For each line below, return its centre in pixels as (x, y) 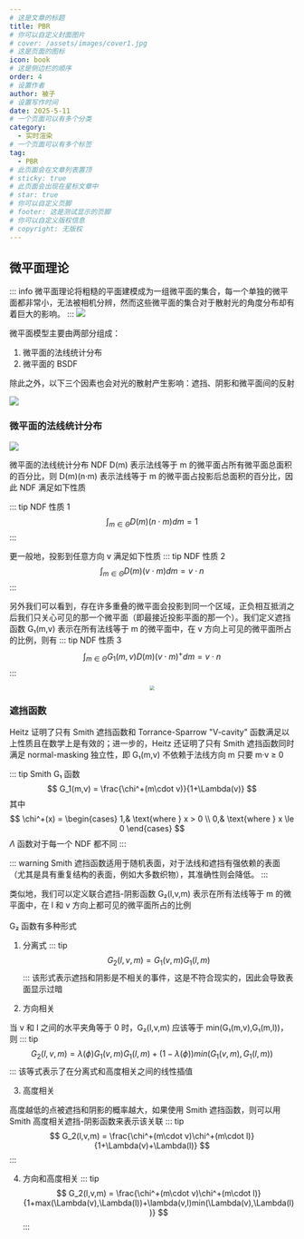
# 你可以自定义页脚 (41, 204)
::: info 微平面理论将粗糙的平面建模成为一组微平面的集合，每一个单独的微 (145, 291)
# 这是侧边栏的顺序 (41, 69)
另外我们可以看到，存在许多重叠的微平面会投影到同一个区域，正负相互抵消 (148, 606)
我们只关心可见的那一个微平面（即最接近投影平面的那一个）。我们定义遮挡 (154, 617)
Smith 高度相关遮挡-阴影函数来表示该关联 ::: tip (97, 1121)
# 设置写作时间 (34, 102)
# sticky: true (38, 178)
